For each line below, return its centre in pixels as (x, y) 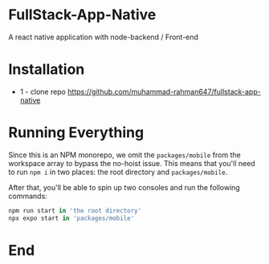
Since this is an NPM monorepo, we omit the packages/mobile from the (124, 155)
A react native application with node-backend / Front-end (104, 37)
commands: (28, 196)
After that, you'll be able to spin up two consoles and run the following (124, 187)
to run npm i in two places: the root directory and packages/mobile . (118, 172)
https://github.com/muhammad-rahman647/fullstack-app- (164, 91)
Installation (47, 69)
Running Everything (76, 133)
